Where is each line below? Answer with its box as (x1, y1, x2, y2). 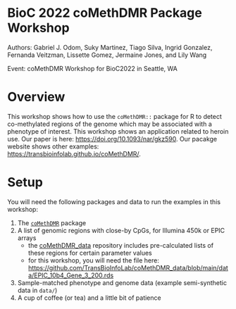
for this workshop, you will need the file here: (27, 256, 160, 265)
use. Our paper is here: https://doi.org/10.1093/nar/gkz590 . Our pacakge (7, 134, 218, 143)
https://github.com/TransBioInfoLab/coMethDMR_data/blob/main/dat (27, 263, 229, 272)
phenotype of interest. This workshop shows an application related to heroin (7, 127, 229, 135)
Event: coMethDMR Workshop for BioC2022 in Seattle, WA (7, 64, 178, 72)
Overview (7, 89, 66, 105)
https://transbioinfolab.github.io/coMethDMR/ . (7, 149, 141, 158)
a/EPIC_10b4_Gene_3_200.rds (27, 271, 114, 279)
